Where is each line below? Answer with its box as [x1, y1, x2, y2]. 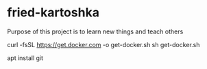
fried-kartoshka [7, 5, 99, 20]
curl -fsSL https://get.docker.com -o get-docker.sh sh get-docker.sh [7, 40, 200, 49]
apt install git [7, 53, 43, 62]
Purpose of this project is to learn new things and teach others [7, 27, 184, 36]
